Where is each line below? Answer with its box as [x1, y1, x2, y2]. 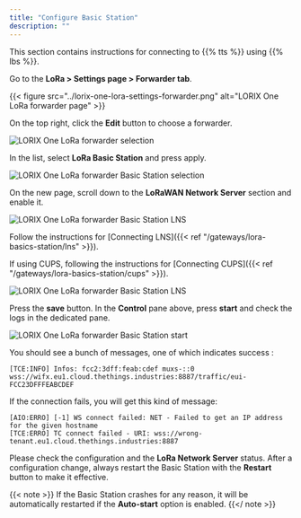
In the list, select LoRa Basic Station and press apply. [9, 152, 207, 162]
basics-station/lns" [9, 241, 80, 251]
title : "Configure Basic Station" [9, 13, 139, 22]
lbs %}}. [9, 56, 40, 66]
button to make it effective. [9, 471, 110, 482]
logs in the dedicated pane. [9, 312, 111, 323]
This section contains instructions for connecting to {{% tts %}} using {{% [9, 46, 284, 57]
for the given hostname [9, 421, 99, 430]
